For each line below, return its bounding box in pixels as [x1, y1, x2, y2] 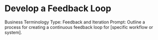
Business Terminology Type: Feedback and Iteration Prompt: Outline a [4, 19, 145, 25]
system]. [4, 29, 22, 35]
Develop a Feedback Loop [4, 3, 112, 14]
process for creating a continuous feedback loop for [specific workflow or [4, 24, 153, 30]
